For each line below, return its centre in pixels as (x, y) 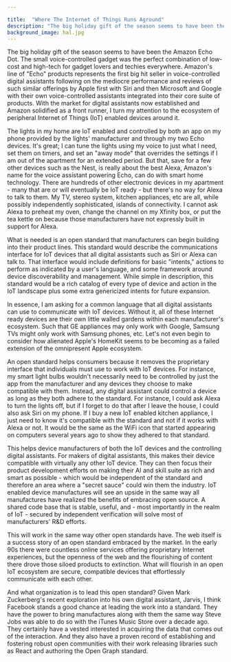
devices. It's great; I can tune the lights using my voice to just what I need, (112, 146)
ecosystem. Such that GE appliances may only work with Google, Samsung (113, 327)
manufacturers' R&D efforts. (47, 522)
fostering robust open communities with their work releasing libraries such (112, 644)
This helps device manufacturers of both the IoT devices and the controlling (114, 448)
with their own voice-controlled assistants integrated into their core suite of (114, 96)
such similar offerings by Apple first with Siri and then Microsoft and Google (114, 89)
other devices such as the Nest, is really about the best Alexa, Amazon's (110, 168)
